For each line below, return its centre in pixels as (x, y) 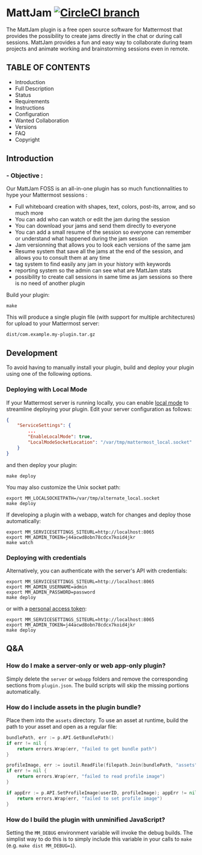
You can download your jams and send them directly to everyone (95, 226)
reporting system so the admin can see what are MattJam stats (93, 271)
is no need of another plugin (50, 283)
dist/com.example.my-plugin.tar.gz (51, 335)
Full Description (34, 88)
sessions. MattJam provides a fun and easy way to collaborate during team (99, 42)
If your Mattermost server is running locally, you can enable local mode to (98, 402)
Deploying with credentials (46, 557)
